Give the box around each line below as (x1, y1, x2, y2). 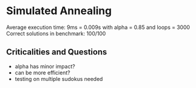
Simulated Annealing (6, 4, 112, 18)
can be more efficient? (14, 69, 70, 76)
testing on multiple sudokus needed (14, 75, 103, 82)
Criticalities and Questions (6, 47, 107, 57)
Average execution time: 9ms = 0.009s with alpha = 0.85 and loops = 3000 (6, 24, 191, 31)
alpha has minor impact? (14, 63, 76, 70)
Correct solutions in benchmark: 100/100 (6, 30, 106, 37)
